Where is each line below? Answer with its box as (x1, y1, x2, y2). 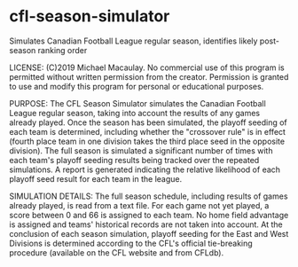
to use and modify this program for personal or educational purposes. (9, 81, 264, 91)
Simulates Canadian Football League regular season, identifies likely (9, 35, 258, 46)
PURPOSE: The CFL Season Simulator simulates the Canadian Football (9, 98, 266, 108)
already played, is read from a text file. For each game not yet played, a (9, 200, 270, 210)
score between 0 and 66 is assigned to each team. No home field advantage (9, 209, 289, 220)
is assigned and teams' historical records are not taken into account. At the (9, 219, 284, 230)
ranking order (37, 44, 88, 55)
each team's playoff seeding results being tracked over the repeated (9, 154, 260, 165)
